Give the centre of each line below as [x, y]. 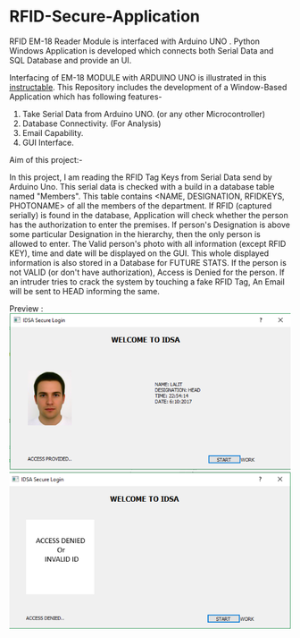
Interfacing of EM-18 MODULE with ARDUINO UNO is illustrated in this [138, 77]
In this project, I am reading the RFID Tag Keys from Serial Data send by [141, 177]
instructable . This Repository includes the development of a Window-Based [148, 87]
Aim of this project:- [46, 159]
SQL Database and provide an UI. [71, 60]
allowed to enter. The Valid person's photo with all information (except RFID [148, 243]
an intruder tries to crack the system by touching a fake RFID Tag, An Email [147, 281]
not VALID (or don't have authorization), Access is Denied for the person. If [147, 272]
